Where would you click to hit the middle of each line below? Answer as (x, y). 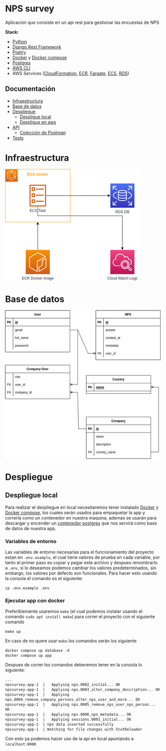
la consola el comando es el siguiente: (44, 578)
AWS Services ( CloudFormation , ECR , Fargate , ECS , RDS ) (71, 73)
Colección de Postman (43, 133)
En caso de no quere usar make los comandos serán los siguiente (71, 641)
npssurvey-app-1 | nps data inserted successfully (59, 725)
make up (13, 632)
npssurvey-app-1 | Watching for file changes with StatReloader (74, 730)
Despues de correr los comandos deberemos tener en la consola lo (74, 665)
